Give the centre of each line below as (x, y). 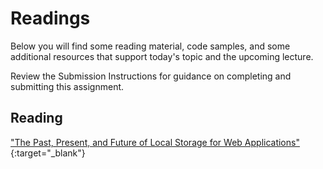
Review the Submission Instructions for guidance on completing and (151, 76)
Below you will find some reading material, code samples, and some (150, 46)
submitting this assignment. (67, 86)
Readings (50, 18)
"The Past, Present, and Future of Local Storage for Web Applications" (155, 142)
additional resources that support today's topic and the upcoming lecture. (162, 56)
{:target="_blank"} (48, 153)
